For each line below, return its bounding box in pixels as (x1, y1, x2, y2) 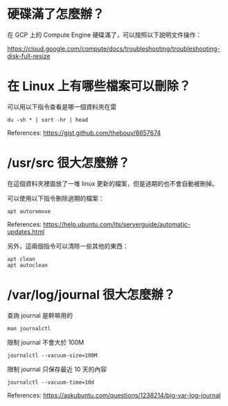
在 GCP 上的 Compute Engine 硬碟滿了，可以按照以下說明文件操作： (7, 31, 202, 39)
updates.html (7, 227, 45, 236)
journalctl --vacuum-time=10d (7, 379, 95, 386)
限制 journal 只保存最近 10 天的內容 (7, 365, 107, 373)
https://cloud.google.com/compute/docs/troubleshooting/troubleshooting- (7, 44, 220, 53)
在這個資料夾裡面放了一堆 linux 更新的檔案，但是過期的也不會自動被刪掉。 (7, 179, 218, 187)
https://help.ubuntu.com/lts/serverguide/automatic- (42, 220, 191, 228)
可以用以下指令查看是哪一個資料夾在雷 (7, 102, 116, 111)
